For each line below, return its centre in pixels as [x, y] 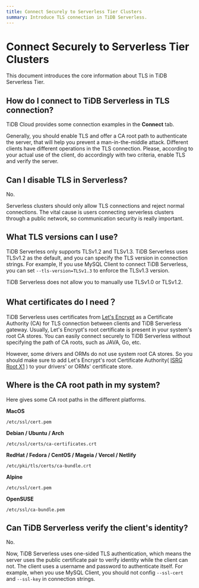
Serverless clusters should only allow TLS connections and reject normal [95, 206]
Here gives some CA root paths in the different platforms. [76, 399]
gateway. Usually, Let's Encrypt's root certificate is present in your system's [99, 329]
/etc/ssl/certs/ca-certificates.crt [51, 444]
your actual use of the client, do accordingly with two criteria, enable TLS [96, 155]
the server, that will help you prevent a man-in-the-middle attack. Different [97, 142]
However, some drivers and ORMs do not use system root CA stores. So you [99, 354]
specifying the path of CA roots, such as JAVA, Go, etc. [74, 342]
